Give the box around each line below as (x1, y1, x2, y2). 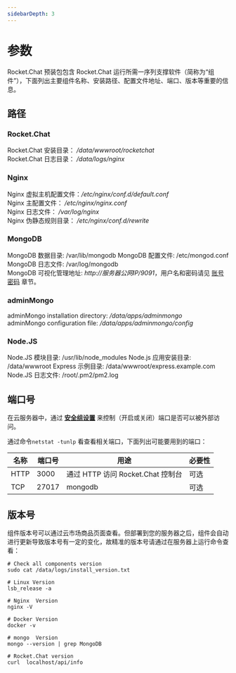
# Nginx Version (7, 598, 58, 605)
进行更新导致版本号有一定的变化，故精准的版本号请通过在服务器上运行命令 (7, 538, 223, 546)
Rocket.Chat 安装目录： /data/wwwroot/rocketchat (7, 146, 155, 155)
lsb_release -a (7, 585, 52, 592)
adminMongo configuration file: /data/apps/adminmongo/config (7, 319, 193, 327)
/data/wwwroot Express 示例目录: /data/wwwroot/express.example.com (7, 362, 216, 370)
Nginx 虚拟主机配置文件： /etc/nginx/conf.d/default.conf (7, 189, 169, 198)
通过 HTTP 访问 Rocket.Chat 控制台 (66, 470, 183, 479)
